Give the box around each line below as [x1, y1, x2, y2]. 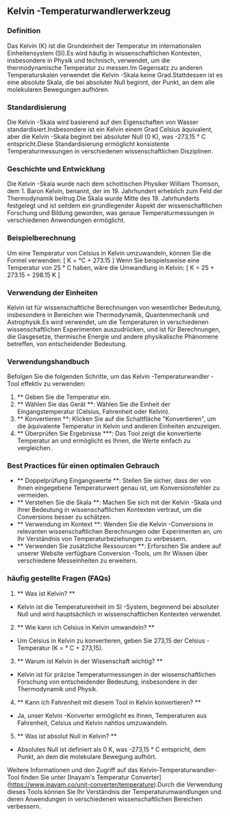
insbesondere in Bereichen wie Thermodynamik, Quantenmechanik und [7, 310, 209, 319]
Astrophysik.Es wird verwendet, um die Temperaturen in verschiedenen [7, 318, 209, 326]
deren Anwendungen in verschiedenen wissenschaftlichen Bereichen [7, 795, 203, 803]
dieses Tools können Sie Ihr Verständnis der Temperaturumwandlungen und [7, 787, 221, 795]
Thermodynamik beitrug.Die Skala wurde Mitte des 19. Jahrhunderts [7, 195, 200, 203]
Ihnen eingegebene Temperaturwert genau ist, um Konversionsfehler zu [16, 484, 220, 492]
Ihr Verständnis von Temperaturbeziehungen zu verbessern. [16, 534, 188, 543]
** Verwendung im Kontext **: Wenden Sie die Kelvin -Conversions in [16, 520, 214, 528]
